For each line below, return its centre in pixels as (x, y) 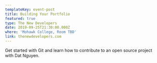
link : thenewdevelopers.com (33, 37)
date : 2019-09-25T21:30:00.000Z (37, 28)
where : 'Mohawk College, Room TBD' (41, 32)
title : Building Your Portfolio (37, 14)
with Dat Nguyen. (22, 55)
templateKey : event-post (30, 9)
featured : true (20, 18)
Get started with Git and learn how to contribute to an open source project (79, 50)
